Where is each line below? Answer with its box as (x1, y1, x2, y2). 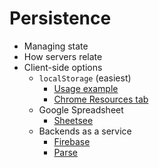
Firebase (53, 135, 91, 147)
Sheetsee (53, 114, 94, 126)
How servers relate (23, 50, 103, 62)
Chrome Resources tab (53, 93, 149, 105)
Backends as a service (38, 125, 132, 137)
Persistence (9, 7, 112, 30)
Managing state (23, 40, 89, 52)
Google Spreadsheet (38, 103, 124, 116)
